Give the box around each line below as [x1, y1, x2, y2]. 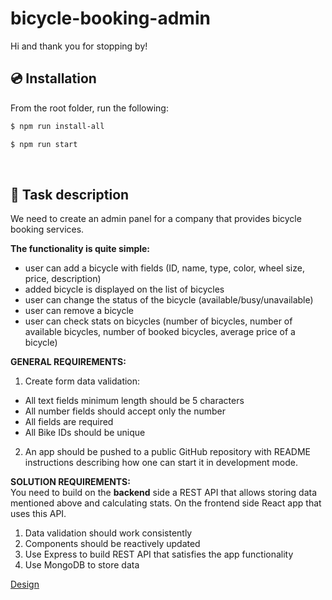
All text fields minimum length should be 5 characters [24, 395, 245, 407]
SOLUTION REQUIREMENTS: [10, 476, 131, 488]
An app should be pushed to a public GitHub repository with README [24, 446, 312, 458]
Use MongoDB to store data [24, 559, 140, 571]
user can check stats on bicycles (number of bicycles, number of [24, 315, 293, 327]
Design [10, 578, 40, 591]
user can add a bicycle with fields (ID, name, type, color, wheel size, [24, 262, 305, 274]
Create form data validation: [24, 375, 141, 387]
